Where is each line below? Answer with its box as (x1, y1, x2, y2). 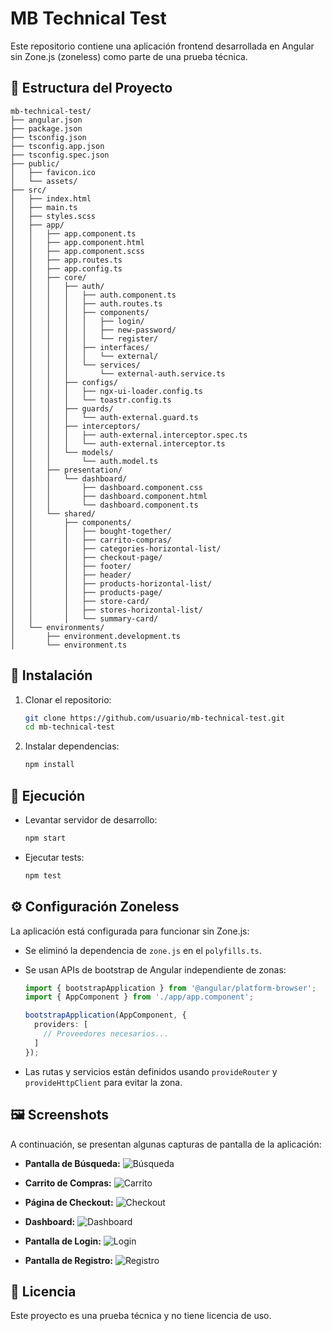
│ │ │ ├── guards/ (10, 403, 114, 414)
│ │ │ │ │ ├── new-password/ (10, 325, 177, 335)
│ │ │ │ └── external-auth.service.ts (10, 368, 226, 379)
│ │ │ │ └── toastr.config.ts (10, 395, 172, 405)
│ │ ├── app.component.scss (10, 246, 145, 256)
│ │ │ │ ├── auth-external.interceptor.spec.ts (10, 430, 248, 440)
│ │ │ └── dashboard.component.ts (10, 500, 199, 510)
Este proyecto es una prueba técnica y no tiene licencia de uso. (10, 1310, 272, 1322)
